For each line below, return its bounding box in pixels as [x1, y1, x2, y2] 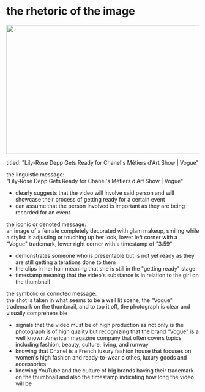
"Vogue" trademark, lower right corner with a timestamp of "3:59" [6, 240, 173, 247]
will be [15, 380, 32, 387]
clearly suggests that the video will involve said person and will [15, 189, 174, 197]
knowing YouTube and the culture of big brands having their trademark [15, 366, 194, 374]
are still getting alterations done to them [15, 258, 116, 266]
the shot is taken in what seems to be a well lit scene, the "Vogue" [6, 296, 173, 304]
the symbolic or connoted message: [6, 290, 97, 297]
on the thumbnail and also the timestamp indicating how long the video [15, 373, 194, 380]
